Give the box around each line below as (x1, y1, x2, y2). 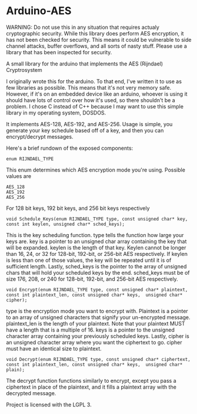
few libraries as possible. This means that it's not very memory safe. (6, 84, 172, 91)
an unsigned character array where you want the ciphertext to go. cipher (6, 339, 182, 346)
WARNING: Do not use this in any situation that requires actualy (6, 24, 160, 31)
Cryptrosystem (6, 66, 42, 73)
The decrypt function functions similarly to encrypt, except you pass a (6, 377, 176, 384)
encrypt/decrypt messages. (6, 133, 74, 140)
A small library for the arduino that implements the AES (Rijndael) (6, 60, 163, 67)
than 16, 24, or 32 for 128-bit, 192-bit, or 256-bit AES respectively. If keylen (6, 250, 188, 257)
